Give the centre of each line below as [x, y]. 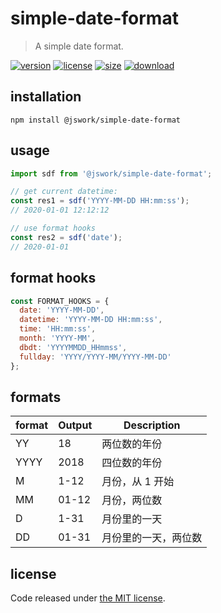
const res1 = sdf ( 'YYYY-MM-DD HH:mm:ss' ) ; [100, 201]
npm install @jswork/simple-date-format [96, 120]
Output [75, 425]
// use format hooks [53, 228]
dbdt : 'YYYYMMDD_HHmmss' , [73, 347]
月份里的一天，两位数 [152, 538]
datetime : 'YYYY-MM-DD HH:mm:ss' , [91, 320]
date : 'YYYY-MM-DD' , [62, 310]
